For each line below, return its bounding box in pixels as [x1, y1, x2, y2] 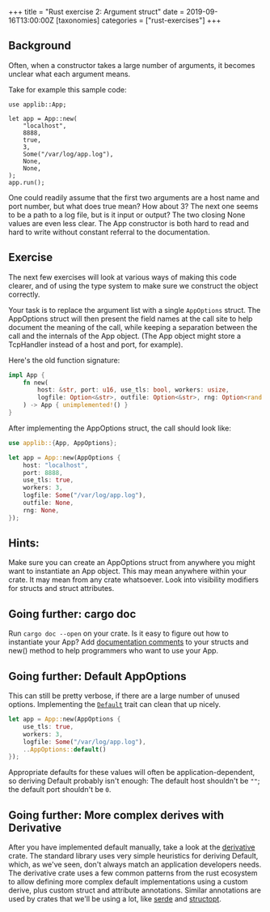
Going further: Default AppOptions [8, 669, 188, 683]
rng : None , [23, 506, 60, 514]
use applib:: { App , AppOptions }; [8, 439, 117, 447]
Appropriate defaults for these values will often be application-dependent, [8, 768, 255, 777]
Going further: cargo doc [8, 607, 137, 621]
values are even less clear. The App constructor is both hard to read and [8, 218, 249, 228]
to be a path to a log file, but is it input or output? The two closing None [8, 210, 246, 220]
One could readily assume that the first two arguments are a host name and [8, 192, 260, 202]
